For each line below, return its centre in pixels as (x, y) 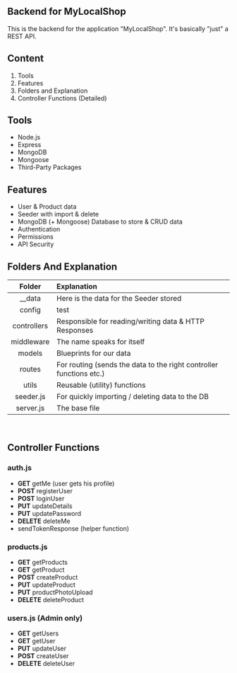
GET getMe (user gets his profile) (66, 483)
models (30, 353)
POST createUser (43, 656)
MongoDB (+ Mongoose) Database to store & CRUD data (100, 222)
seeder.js (30, 397)
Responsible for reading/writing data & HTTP (130, 321)
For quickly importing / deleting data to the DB (133, 397)
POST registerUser (45, 490)
